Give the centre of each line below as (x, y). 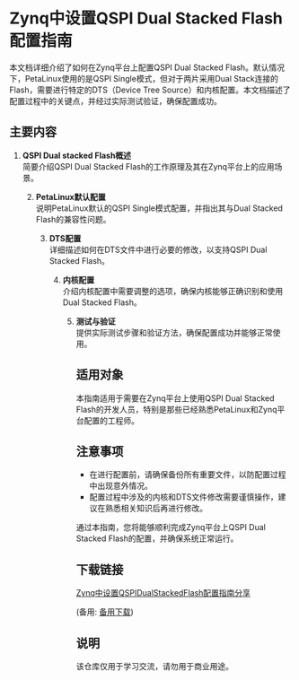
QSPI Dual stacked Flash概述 (77, 155)
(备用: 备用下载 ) (105, 612)
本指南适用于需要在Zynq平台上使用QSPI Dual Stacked (175, 398)
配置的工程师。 (111, 420)
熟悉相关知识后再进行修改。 (156, 509)
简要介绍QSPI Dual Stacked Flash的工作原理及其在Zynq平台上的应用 (148, 166)
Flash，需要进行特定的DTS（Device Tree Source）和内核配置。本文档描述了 (150, 90)
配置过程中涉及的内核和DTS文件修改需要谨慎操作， (184, 497)
